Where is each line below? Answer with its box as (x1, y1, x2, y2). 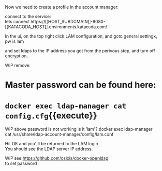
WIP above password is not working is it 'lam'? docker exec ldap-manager (5, 126, 153, 132)
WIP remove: (5, 63, 30, 68)
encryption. (5, 53, 28, 59)
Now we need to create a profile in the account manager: (5, 4, 119, 10)
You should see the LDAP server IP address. (5, 146, 93, 152)
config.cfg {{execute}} (5, 110, 98, 121)
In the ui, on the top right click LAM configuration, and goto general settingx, (5, 34, 157, 39)
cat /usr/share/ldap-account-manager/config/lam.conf (5, 131, 114, 137)
